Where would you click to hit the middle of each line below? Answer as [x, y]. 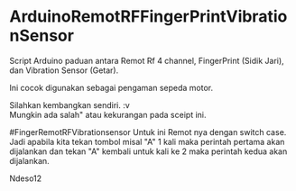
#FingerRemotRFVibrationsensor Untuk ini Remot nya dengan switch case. [148, 132]
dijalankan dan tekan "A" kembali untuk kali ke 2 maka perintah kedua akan [148, 151]
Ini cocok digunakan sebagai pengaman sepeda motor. [111, 87]
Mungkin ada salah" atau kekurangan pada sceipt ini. [108, 114]
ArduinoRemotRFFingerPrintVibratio [148, 17]
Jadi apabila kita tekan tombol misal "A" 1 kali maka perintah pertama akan [147, 141]
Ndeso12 [26, 178]
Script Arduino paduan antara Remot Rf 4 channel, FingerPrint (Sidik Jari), [147, 60]
